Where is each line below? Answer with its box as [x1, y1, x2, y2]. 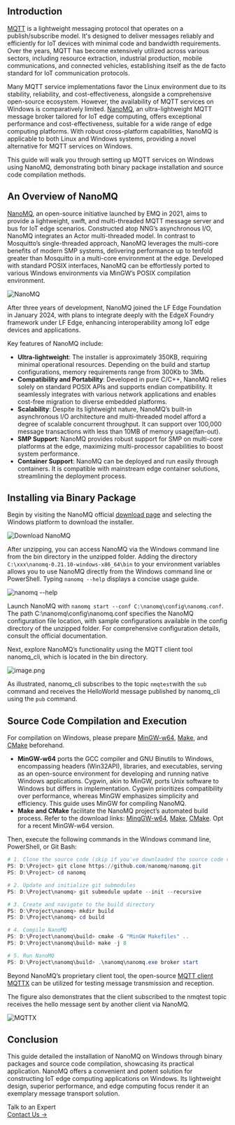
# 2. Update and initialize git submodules [7, 881, 136, 888]
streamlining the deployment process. [17, 472, 127, 480]
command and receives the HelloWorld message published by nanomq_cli [7, 687, 220, 696]
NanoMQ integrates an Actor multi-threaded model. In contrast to [7, 231, 196, 240]
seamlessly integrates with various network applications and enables [17, 390, 217, 398]
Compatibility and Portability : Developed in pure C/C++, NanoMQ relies [17, 375, 227, 384]
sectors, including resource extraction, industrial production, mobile [7, 54, 203, 62]
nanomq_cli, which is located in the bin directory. [7, 652, 148, 661]
